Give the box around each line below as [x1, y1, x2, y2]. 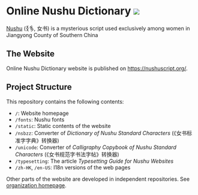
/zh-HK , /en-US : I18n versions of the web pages [14, 163, 131, 171]
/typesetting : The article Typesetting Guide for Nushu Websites [14, 157, 174, 164]
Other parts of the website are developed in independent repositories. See [6, 175, 190, 182]
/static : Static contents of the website [14, 122, 111, 129]
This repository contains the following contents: [6, 97, 124, 105]
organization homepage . [6, 181, 67, 189]
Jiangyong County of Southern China [6, 31, 98, 38]
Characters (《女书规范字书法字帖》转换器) [14, 151, 119, 158]
